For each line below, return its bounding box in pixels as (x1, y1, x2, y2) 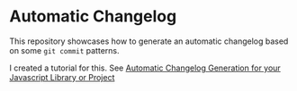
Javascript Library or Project (9, 71, 115, 82)
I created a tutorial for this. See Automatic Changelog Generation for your (9, 62, 281, 73)
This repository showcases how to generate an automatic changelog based (9, 36, 289, 46)
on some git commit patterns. (9, 45, 120, 55)
